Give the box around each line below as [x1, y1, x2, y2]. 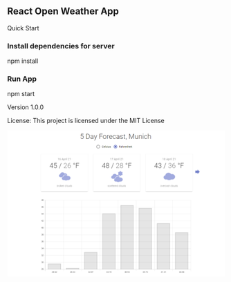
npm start [7, 90, 35, 98]
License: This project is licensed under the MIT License [7, 117, 165, 125]
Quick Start [7, 23, 39, 32]
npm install [7, 57, 39, 65]
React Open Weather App [7, 6, 120, 17]
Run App [7, 74, 37, 84]
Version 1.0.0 [7, 103, 44, 111]
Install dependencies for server [7, 41, 115, 50]
